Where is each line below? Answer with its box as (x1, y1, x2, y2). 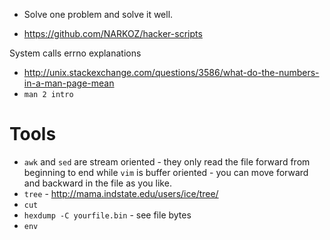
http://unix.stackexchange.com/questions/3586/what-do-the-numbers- (23, 67, 320, 78)
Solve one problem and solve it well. (23, 9, 174, 20)
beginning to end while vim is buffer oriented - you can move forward (23, 166, 309, 178)
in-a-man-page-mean (23, 77, 115, 89)
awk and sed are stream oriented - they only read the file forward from (23, 155, 311, 168)
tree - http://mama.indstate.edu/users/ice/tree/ (23, 187, 219, 199)
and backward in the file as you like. (23, 177, 172, 189)
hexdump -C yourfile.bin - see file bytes (23, 209, 192, 221)
